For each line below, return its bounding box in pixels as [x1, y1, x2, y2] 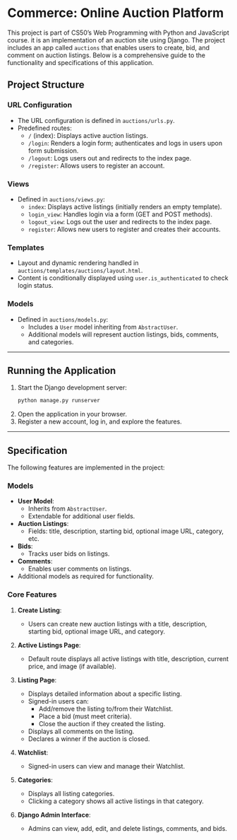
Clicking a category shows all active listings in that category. [28, 797, 205, 805]
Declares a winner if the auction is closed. [28, 734, 150, 743]
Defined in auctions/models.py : [17, 315, 109, 323]
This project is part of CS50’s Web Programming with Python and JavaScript [7, 28, 229, 37]
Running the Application [7, 364, 116, 376]
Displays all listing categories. [28, 789, 115, 798]
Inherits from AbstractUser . [28, 504, 107, 513]
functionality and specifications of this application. [7, 58, 154, 66]
